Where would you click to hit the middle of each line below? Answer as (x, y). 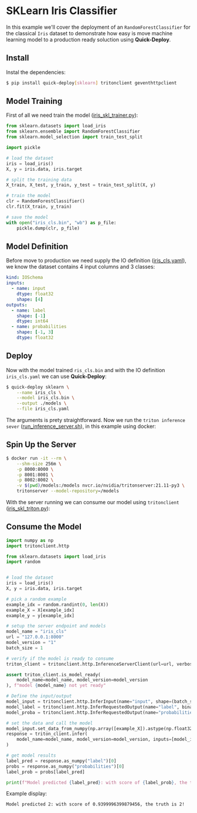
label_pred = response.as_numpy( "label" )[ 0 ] (61, 761)
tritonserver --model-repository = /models (68, 491)
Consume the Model (44, 527)
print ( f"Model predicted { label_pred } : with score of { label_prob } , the (97, 782)
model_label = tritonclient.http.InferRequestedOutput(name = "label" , (93, 707)
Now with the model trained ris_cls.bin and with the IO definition (86, 370)
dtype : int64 (33, 321)
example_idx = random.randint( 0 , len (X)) (57, 605)
